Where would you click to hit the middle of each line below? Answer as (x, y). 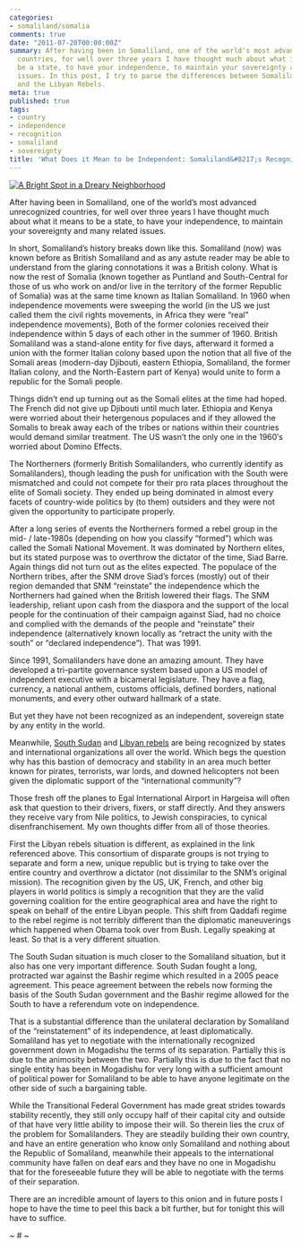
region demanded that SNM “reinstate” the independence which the (134, 585)
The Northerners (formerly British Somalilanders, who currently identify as (146, 463)
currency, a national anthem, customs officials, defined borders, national (143, 689)
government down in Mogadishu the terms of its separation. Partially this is (148, 1050)
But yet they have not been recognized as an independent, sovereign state (147, 715)
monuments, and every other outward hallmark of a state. (116, 698)
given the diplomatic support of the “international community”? (125, 780)
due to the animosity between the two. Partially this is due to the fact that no (150, 1059)
